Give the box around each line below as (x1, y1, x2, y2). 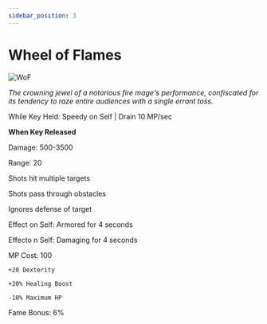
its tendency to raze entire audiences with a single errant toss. (8, 96, 214, 106)
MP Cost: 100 (8, 250, 53, 260)
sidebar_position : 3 (8, 11, 77, 20)
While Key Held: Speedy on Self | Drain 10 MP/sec (8, 111, 173, 121)
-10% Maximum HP (8, 294, 62, 302)
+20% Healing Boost (8, 279, 73, 287)
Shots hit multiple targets (8, 173, 90, 183)
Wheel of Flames (8, 45, 122, 64)
